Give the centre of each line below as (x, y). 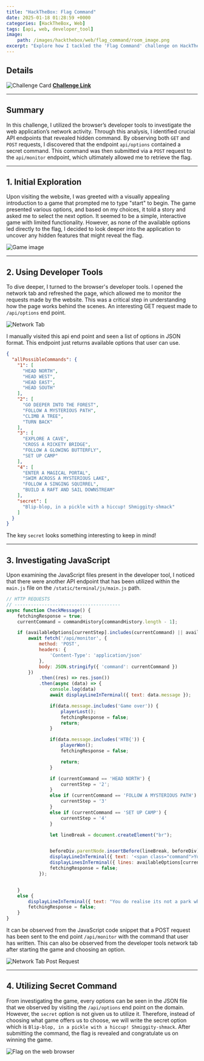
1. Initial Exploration (44, 182)
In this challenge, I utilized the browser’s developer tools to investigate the (99, 125)
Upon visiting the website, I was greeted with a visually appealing (88, 197)
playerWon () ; (77, 746)
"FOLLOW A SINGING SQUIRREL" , (60, 484)
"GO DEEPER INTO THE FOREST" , (60, 405)
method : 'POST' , (59, 644)
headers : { (53, 650)
